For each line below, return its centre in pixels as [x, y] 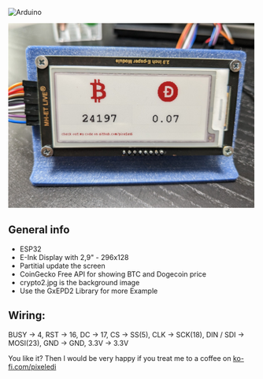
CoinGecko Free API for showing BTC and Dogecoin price [113, 274]
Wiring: [27, 316]
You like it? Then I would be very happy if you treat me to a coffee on [120, 358]
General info [39, 230]
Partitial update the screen [63, 266]
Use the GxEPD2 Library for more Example [89, 291]
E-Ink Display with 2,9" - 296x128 [74, 257]
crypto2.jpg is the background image [80, 282]
